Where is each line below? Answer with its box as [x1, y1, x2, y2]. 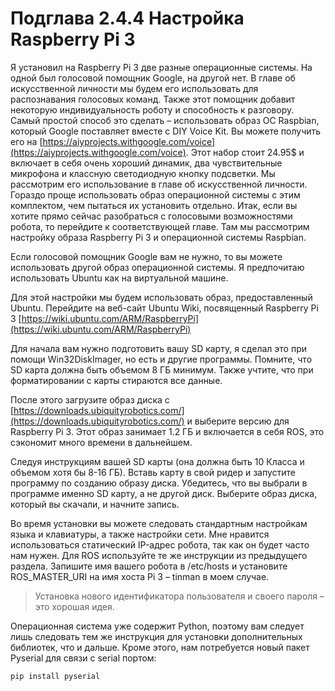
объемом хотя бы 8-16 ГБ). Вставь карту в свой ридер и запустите [10, 466, 297, 478]
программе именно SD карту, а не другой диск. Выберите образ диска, [10, 487, 318, 499]
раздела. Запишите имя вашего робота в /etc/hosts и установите [10, 560, 288, 572]
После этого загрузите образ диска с [10, 393, 170, 406]
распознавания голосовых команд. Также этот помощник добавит [10, 93, 296, 105]
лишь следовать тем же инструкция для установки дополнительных [10, 630, 303, 642]
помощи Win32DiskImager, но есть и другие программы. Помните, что [10, 353, 313, 365]
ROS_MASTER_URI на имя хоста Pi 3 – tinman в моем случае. [10, 570, 270, 582]
